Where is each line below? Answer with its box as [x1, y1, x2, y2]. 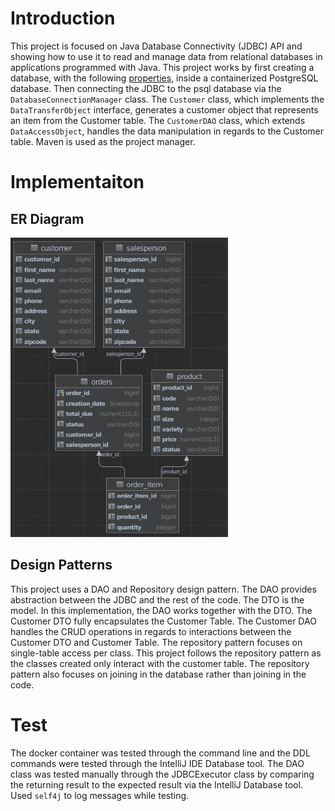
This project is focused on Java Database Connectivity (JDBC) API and [10, 40, 303, 52]
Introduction [10, 7, 116, 30]
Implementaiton [10, 171, 145, 194]
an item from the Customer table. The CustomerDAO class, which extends [10, 114, 306, 126]
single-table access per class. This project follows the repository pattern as [10, 647, 322, 659]
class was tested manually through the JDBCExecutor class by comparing [10, 768, 315, 780]
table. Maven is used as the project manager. [10, 135, 196, 147]
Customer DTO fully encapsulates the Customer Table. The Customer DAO [10, 615, 317, 627]
